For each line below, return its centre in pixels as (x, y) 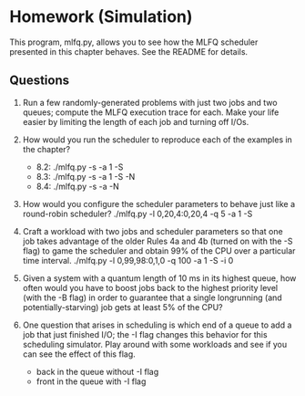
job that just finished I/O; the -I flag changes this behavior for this (145, 334)
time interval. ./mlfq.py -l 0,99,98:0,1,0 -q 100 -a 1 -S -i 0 (128, 260)
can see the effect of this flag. (79, 354)
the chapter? (46, 149)
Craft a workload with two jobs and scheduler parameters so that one (153, 231)
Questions (40, 81)
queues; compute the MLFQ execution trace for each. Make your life (151, 112)
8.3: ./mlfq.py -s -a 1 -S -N (86, 176)
